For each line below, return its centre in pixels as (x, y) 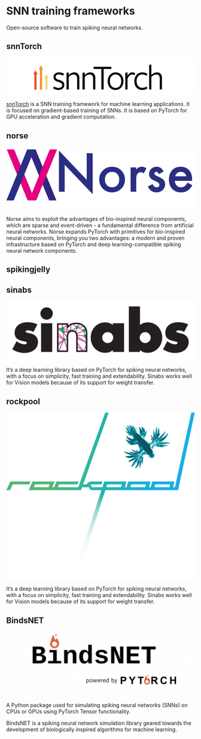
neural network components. (42, 250)
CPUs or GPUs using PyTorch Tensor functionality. (68, 711)
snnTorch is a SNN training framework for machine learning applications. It (98, 104)
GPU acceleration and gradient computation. (61, 117)
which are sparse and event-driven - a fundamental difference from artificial (100, 225)
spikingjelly (28, 270)
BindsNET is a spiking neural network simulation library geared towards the (99, 723)
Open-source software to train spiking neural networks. (74, 28)
